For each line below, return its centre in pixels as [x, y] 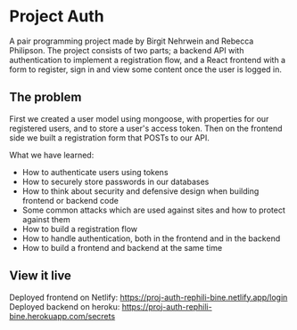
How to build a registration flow [80, 229]
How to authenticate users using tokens [95, 172]
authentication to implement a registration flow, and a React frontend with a [148, 60]
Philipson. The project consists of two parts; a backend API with [127, 50]
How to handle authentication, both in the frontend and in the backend [151, 238]
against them [46, 219]
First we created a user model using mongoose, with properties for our [139, 118]
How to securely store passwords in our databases [115, 181]
